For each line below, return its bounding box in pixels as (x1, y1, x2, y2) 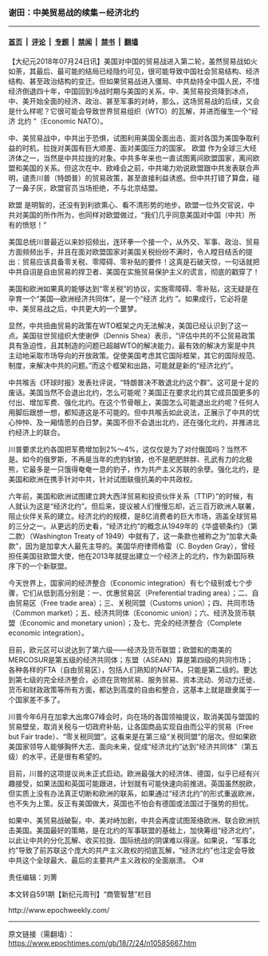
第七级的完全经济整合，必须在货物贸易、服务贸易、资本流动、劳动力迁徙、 (14, 674, 260, 684)
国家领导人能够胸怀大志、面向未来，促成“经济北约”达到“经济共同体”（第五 (14, 741, 258, 751)
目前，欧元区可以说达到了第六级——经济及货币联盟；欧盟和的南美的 (8, 645, 232, 654)
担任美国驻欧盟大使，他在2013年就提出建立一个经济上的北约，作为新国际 (8, 551, 248, 560)
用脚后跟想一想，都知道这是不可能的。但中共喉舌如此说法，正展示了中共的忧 (8, 407, 260, 417)
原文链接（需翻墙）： (8, 929, 75, 938)
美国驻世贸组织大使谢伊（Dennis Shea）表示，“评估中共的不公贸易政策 (22, 330, 256, 340)
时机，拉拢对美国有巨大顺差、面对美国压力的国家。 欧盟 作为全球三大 (22, 143, 250, 152)
